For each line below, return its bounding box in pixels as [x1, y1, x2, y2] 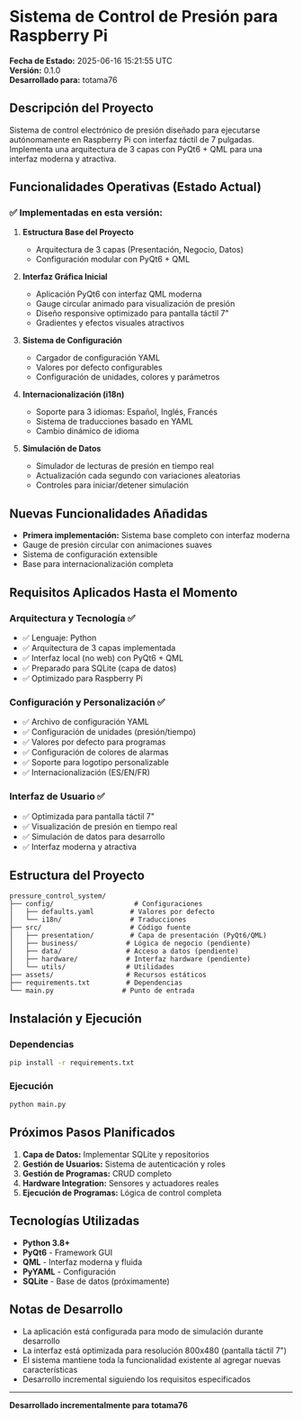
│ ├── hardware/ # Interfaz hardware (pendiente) [9, 955, 252, 964]
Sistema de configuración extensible [22, 549, 158, 560]
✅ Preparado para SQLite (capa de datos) [22, 663, 177, 673]
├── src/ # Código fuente [9, 923, 191, 932]
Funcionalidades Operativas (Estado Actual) [9, 179, 262, 195]
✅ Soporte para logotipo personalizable [22, 757, 169, 768]
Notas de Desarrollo [9, 1302, 123, 1317]
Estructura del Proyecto [9, 867, 146, 883]
